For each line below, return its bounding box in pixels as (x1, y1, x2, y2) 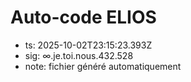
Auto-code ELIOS (10, 6, 157, 29)
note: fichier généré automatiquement (24, 60, 182, 72)
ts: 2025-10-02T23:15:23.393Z (24, 39, 153, 51)
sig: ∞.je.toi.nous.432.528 (24, 49, 134, 61)
